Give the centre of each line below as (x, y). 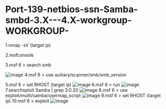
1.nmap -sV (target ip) (28, 45)
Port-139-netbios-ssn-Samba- (72, 9)
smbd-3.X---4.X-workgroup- (68, 20)
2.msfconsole (20, 55)
